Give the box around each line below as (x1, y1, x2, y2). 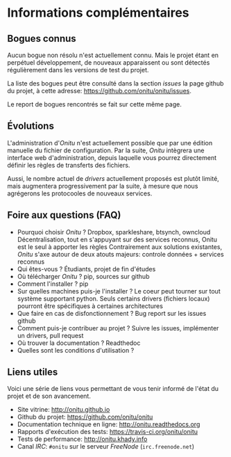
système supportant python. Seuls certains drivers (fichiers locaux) (17, 294, 210, 303)
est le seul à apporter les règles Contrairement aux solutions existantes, (17, 242, 223, 251)
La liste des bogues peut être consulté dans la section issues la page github (7, 79, 224, 88)
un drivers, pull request (17, 331, 84, 339)
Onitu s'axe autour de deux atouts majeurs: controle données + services (17, 250, 224, 258)
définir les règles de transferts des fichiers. (7, 161, 130, 169)
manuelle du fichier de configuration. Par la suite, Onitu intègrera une (7, 146, 205, 154)
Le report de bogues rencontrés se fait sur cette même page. (7, 100, 182, 109)
